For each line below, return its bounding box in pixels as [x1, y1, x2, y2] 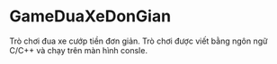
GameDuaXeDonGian [9, 6, 172, 27]
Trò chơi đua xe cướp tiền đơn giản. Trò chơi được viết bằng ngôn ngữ [9, 36, 268, 46]
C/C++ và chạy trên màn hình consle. [9, 44, 148, 55]
